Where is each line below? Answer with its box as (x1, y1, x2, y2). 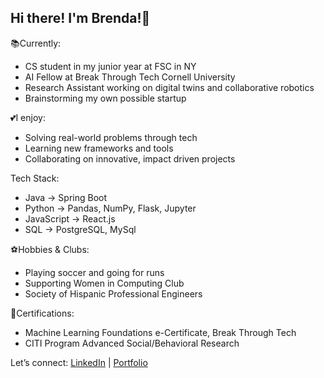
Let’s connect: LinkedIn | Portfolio (10, 356, 148, 368)
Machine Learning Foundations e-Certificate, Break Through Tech (24, 326, 297, 338)
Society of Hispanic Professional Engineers (24, 287, 203, 300)
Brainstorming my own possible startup (24, 92, 187, 104)
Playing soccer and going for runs (24, 266, 165, 278)
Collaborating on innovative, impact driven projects (24, 152, 236, 165)
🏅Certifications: (10, 307, 75, 319)
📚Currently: (10, 37, 62, 49)
